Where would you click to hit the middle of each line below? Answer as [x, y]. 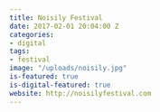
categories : [32, 34]
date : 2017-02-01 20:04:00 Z [64, 26]
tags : [19, 51]
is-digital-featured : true [60, 85]
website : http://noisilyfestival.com [80, 93]
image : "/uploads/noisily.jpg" [68, 69]
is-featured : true [44, 77]
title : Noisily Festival [56, 18]
